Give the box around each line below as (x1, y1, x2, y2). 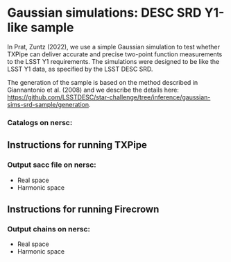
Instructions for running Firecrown (7, 203, 160, 215)
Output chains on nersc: (7, 224, 91, 234)
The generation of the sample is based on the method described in (7, 78, 198, 86)
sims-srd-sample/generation (7, 100, 89, 108)
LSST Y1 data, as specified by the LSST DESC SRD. (7, 65, 153, 73)
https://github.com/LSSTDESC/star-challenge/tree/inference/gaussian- (7, 92, 211, 101)
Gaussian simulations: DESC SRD (7, 5, 203, 21)
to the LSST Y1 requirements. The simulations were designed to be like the (7, 57, 220, 65)
